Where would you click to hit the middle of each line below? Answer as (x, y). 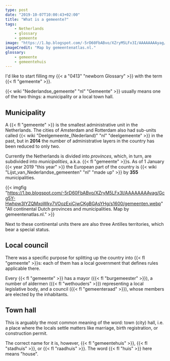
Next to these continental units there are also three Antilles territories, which (84, 224)
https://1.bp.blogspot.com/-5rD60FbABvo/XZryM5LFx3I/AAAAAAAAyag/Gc (86, 193)
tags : (11, 24)
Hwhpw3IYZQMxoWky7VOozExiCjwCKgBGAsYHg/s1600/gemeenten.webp (83, 204)
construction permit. (27, 333)
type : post (17, 10)
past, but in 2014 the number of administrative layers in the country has (80, 141)
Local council (27, 245)
